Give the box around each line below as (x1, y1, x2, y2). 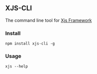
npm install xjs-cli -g (5, 41, 55, 46)
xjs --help (5, 64, 28, 69)
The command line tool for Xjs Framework (5, 17, 92, 23)
